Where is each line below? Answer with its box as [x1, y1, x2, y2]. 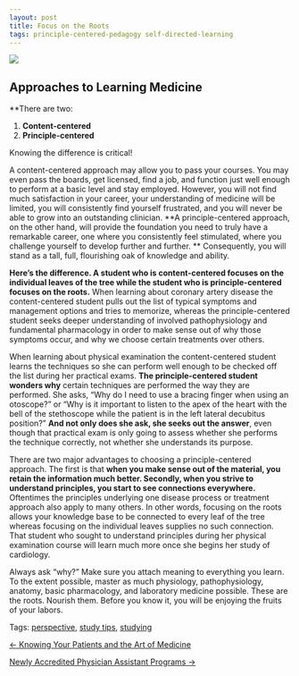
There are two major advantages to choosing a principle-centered [9, 454, 252, 465]
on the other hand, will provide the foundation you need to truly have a [9, 222, 269, 232]
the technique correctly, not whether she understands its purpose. [9, 437, 253, 448]
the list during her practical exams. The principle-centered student [9, 370, 259, 381]
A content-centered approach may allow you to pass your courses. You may [9, 165, 289, 175]
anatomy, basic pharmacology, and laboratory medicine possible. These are [9, 586, 288, 596]
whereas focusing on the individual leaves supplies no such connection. [9, 520, 274, 532]
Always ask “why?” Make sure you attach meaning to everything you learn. [9, 567, 285, 578]
